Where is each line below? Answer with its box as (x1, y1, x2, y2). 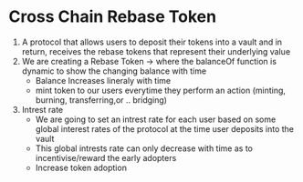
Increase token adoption (35, 162, 127, 173)
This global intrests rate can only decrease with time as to (35, 143, 253, 154)
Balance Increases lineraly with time (35, 75, 171, 86)
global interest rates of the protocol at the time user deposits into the (35, 123, 294, 134)
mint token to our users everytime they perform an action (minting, (35, 85, 287, 96)
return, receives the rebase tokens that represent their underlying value (21, 45, 291, 56)
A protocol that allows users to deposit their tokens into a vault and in (21, 36, 283, 47)
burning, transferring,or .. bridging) (35, 94, 168, 106)
